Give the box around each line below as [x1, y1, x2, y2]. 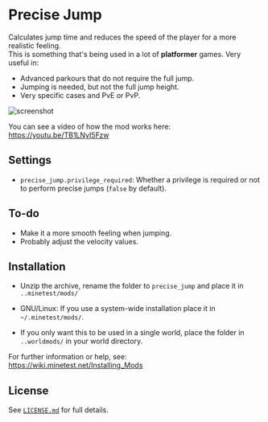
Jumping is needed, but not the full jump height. [19, 82, 179, 92]
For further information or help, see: [8, 352, 127, 362]
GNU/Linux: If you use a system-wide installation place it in [19, 304, 216, 313]
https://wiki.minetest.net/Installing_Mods [8, 360, 143, 371]
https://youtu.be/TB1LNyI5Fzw [8, 130, 109, 140]
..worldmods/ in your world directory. [19, 336, 143, 346]
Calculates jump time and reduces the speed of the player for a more [8, 32, 237, 42]
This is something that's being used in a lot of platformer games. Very [8, 49, 241, 59]
